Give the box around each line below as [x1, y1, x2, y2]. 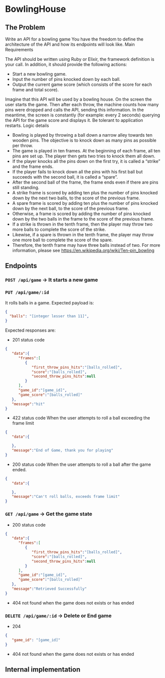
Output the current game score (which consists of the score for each [12, 81, 152, 87]
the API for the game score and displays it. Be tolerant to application [5, 117, 143, 123]
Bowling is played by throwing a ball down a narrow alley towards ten [12, 132, 153, 138]
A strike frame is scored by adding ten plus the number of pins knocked [12, 190, 158, 195]
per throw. [12, 143, 33, 149]
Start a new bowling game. [12, 71, 67, 77]
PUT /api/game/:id [5, 290, 49, 296]
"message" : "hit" [11, 401, 45, 407]
